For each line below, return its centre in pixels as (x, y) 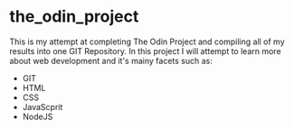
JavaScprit (43, 106)
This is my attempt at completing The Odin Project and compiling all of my (147, 41)
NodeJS (38, 116)
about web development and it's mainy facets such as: (111, 60)
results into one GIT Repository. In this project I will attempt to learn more (146, 51)
